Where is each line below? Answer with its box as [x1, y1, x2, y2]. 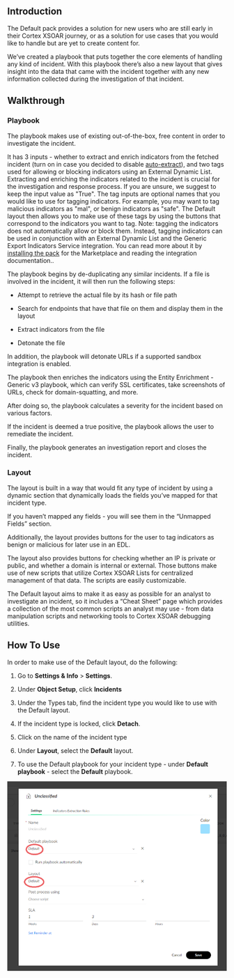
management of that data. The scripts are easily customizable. [7, 576, 187, 584]
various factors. [7, 408, 52, 417]
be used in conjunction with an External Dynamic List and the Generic [7, 234, 207, 243]
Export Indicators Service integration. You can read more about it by [7, 241, 203, 250]
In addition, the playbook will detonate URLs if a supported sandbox [7, 352, 202, 360]
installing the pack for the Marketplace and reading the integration [7, 249, 197, 257]
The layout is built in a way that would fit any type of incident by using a [7, 484, 213, 492]
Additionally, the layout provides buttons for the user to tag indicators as [7, 533, 214, 541]
